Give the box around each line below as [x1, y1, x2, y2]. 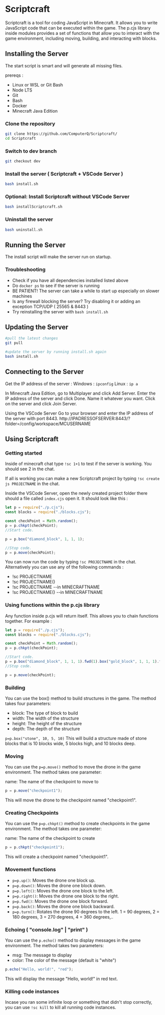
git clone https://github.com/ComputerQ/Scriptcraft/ [5, 131, 118, 136]
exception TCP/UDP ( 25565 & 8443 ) [12, 304, 89, 309]
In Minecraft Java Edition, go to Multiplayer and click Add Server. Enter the [5, 390, 156, 396]
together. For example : [5, 618, 52, 624]
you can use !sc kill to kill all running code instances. [5, 1005, 116, 1011]
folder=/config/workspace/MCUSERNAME [5, 421, 91, 427]
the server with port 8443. [5, 415, 58, 421]
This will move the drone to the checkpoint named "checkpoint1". [5, 797, 137, 803]
